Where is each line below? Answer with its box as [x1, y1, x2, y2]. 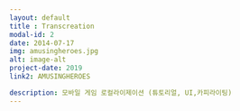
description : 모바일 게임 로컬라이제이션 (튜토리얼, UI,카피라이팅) [9, 88, 233, 97]
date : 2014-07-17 [9, 38, 75, 48]
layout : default [9, 13, 70, 23]
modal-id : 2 [9, 30, 54, 39]
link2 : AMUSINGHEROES [9, 72, 91, 81]
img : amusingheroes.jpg [9, 47, 99, 56]
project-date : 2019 [9, 64, 83, 73]
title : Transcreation [9, 22, 95, 31]
